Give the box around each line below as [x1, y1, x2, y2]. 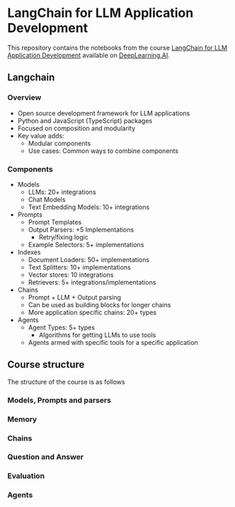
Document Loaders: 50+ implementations [28, 255, 150, 263]
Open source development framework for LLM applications [17, 108, 190, 118]
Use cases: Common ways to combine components [28, 147, 179, 155]
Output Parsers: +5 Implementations [28, 225, 134, 234]
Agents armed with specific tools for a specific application [28, 338, 198, 346]
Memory [7, 414, 38, 424]
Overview [7, 93, 42, 103]
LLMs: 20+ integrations [28, 188, 97, 196]
